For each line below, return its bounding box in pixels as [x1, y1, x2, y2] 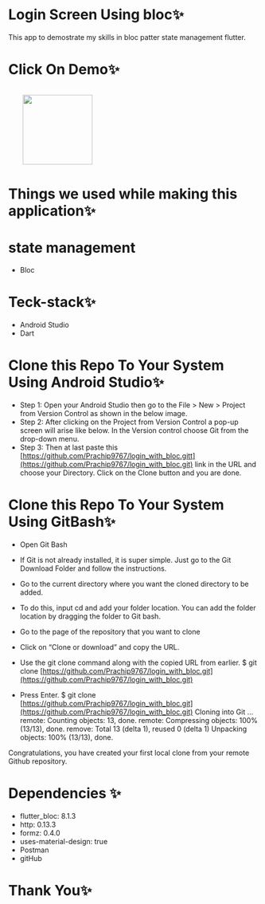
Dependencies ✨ [8, 784, 122, 802]
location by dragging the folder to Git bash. [19, 611, 162, 621]
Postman [19, 845, 49, 855]
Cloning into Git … [194, 707, 254, 717]
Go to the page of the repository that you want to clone [19, 627, 201, 636]
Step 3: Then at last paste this [19, 442, 118, 452]
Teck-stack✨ [8, 293, 96, 312]
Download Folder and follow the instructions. [19, 564, 167, 573]
